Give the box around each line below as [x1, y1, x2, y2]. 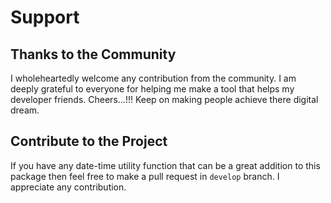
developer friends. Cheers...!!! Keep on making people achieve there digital [10, 94, 319, 105]
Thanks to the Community [10, 46, 177, 63]
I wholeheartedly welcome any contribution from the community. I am [10, 72, 297, 84]
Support [10, 6, 80, 29]
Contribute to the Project [10, 133, 168, 150]
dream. [10, 104, 40, 116]
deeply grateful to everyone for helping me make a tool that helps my [10, 83, 295, 95]
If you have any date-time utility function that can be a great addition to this [10, 159, 321, 171]
